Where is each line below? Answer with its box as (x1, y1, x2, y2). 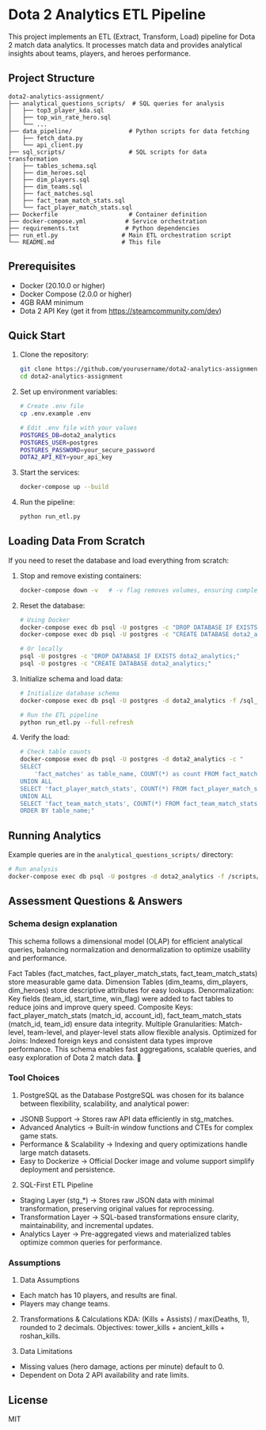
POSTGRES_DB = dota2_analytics (19, 431, 116, 439)
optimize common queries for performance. (19, 1237, 162, 1247)
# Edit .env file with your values (19, 424, 138, 432)
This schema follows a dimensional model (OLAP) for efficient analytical (8, 936, 243, 946)
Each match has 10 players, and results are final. (19, 1291, 178, 1300)
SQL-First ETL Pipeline (19, 1180, 93, 1189)
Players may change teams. (19, 1299, 111, 1309)
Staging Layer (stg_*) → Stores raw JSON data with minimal (19, 1195, 215, 1205)
